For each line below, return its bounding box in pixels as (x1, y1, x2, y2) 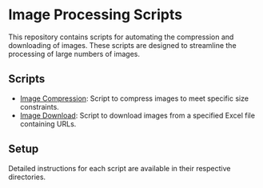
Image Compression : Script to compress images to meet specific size (19, 94, 249, 103)
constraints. (19, 102, 60, 111)
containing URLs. (19, 118, 77, 129)
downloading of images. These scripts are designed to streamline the (8, 40, 237, 50)
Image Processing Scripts (8, 6, 182, 24)
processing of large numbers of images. (8, 49, 140, 58)
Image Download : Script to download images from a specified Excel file (19, 110, 256, 120)
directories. (8, 172, 46, 182)
